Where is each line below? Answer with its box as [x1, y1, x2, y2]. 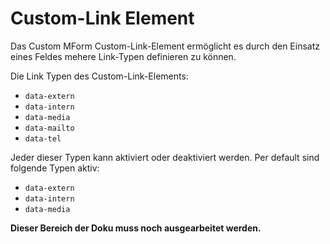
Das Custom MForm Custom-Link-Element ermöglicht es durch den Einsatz [10, 40, 320, 52]
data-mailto [24, 123, 75, 133]
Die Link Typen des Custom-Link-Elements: [10, 70, 189, 82]
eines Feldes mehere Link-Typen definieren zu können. [10, 50, 237, 62]
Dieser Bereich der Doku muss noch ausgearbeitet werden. [10, 222, 262, 234]
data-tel [24, 133, 62, 144]
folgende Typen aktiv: [10, 162, 100, 174]
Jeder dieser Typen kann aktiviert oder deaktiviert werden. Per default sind [10, 151, 320, 163]
